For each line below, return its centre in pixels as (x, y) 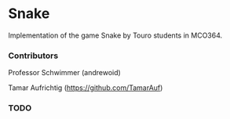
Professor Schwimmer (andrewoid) (65, 73)
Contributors (33, 56)
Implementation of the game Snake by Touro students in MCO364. (115, 35)
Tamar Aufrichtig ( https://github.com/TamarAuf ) (86, 88)
